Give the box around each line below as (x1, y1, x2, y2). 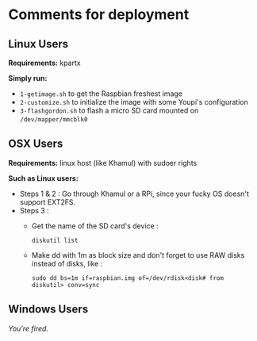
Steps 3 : (19, 205, 49, 215)
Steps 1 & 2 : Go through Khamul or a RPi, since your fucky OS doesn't (19, 189, 250, 198)
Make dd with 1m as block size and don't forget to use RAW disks (31, 250, 245, 259)
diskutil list (31, 236, 79, 244)
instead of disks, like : (31, 259, 103, 268)
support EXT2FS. (19, 197, 76, 207)
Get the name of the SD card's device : (31, 220, 159, 231)
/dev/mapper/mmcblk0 (19, 116, 88, 124)
